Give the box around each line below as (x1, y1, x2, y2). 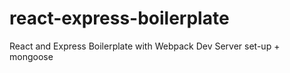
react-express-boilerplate (9, 7, 230, 30)
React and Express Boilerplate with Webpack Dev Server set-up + (9, 40, 281, 52)
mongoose (9, 50, 54, 62)
